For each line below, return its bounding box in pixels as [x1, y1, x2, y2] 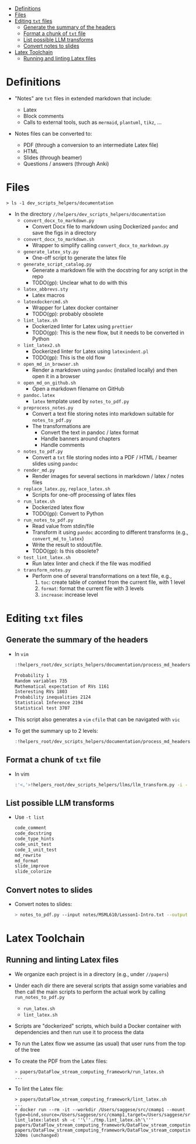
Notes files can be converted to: [14, 130, 92, 137]
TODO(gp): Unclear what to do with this [32, 279, 128, 286]
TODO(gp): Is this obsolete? [32, 547, 99, 554]
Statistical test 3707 [14, 705, 70, 711]
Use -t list [14, 813, 44, 821]
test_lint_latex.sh [23, 554, 71, 560]
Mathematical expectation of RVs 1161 [14, 684, 109, 689]
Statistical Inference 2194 [14, 700, 83, 706]
